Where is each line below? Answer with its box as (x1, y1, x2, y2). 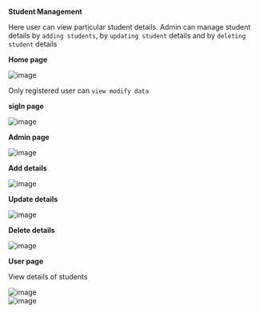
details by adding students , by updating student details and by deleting (8, 31, 246, 40)
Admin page (8, 132, 50, 142)
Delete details (8, 226, 56, 235)
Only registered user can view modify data (8, 86, 149, 95)
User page (8, 256, 44, 266)
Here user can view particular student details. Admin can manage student (8, 22, 251, 31)
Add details (8, 163, 48, 173)
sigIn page (8, 102, 44, 110)
